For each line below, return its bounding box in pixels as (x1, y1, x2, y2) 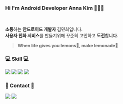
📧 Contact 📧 (5, 82, 34, 89)
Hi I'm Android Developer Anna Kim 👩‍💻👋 (5, 5, 104, 12)
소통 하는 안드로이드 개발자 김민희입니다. (5, 26, 83, 32)
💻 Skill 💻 (5, 55, 29, 62)
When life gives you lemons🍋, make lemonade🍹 (17, 43, 118, 49)
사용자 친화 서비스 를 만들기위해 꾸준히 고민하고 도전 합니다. (5, 33, 118, 39)
